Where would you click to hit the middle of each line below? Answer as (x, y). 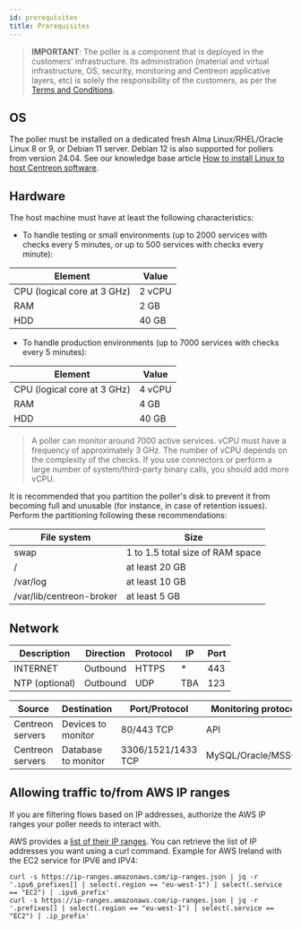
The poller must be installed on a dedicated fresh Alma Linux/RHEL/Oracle (146, 139)
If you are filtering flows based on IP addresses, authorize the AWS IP (138, 814)
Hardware (37, 196)
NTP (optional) (45, 682)
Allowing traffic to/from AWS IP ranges (120, 793)
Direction (105, 653)
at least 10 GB (156, 582)
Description (45, 653)
